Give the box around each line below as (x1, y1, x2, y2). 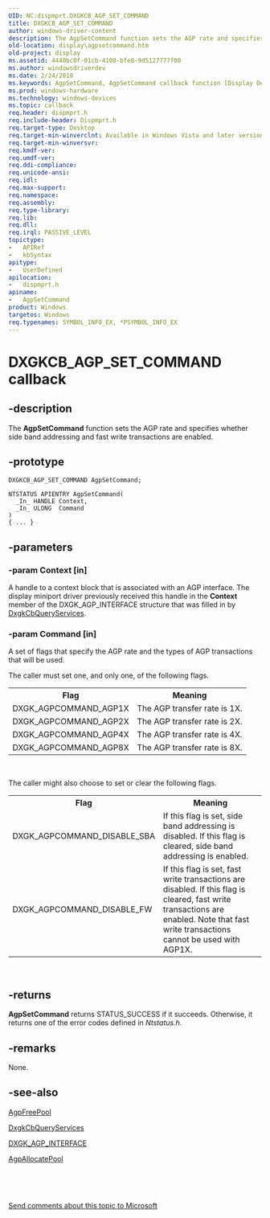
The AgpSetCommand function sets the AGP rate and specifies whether (8, 423, 249, 433)
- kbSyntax (8, 251, 52, 259)
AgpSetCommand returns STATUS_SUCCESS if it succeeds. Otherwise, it (8, 1010, 253, 1019)
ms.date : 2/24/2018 (8, 72, 74, 80)
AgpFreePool (8, 1107, 52, 1117)
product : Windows (8, 303, 67, 311)
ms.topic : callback (8, 101, 74, 109)
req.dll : (8, 221, 38, 229)
